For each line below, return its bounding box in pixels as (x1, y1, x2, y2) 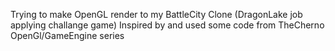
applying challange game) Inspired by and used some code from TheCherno (10, 19, 325, 31)
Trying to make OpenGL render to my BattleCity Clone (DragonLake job (10, 9, 303, 20)
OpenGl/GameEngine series (10, 30, 125, 41)
